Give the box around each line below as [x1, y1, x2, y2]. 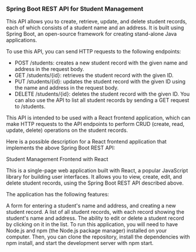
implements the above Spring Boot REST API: [6, 144, 116, 151]
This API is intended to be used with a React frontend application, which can [6, 114, 191, 121]
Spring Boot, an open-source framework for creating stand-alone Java [6, 30, 177, 38]
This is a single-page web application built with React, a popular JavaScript [6, 167, 188, 174]
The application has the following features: [6, 191, 110, 198]
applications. [6, 37, 37, 44]
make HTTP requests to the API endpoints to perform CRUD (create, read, [6, 121, 185, 128]
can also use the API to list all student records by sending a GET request [14, 97, 190, 104]
